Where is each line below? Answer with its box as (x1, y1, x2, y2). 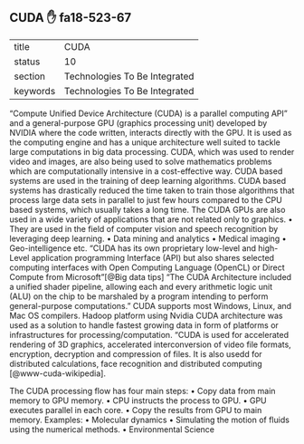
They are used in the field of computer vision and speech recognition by (9, 223, 279, 234)
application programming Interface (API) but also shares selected (31, 252, 274, 263)
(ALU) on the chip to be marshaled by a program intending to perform (9, 291, 269, 302)
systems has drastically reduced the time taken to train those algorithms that (9, 185, 295, 196)
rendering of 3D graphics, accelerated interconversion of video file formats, (9, 339, 291, 350)
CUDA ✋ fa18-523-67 (9, 10, 132, 25)
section (14, 70, 46, 82)
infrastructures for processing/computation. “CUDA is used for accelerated (9, 329, 290, 340)
